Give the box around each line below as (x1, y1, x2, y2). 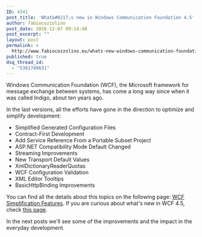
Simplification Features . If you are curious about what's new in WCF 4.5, (6, 200, 185, 207)
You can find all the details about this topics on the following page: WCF (6, 194, 185, 201)
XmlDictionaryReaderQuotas (14, 162, 86, 169)
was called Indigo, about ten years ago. (6, 94, 104, 101)
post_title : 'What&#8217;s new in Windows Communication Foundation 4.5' (6, 14, 195, 21)
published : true (6, 54, 47, 60)
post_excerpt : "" (6, 31, 50, 37)
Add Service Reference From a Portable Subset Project (14, 137, 151, 144)
